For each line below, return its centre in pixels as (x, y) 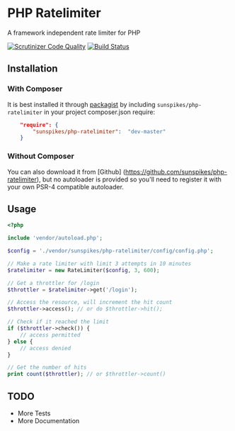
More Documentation (48, 421)
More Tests (34, 413)
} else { (20, 342)
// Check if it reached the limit (58, 322)
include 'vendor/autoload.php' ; (55, 238)
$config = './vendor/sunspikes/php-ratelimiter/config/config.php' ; (110, 251)
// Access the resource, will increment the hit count (90, 303)
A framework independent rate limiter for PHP (74, 33)
